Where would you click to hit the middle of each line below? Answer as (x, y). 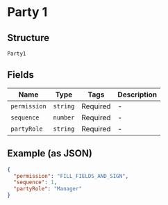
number (64, 117)
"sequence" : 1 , (35, 182)
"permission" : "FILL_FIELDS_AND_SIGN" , (71, 176)
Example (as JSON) (50, 154)
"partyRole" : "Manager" (48, 189)
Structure (28, 38)
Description (137, 95)
